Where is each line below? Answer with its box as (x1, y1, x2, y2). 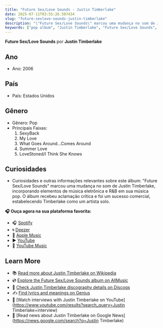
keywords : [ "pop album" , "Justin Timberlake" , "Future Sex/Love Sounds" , (5, 25, 158, 30)
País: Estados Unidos (12, 93, 55, 98)
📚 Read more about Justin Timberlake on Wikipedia (12, 270, 116, 276)
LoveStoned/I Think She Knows (19, 151, 82, 156)
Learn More (5, 257, 41, 265)
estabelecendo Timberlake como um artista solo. (12, 198, 110, 205)
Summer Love (19, 146, 48, 152)
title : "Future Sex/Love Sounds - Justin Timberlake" (5, 7, 116, 12)
